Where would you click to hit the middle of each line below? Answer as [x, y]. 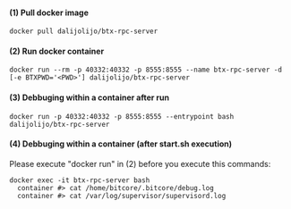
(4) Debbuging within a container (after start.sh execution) [121, 144]
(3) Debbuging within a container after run [90, 97]
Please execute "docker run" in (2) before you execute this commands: [140, 163]
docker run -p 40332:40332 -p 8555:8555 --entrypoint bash [122, 116]
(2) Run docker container [57, 51]
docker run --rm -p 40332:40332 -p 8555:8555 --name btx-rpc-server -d [145, 70]
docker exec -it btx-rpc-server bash [80, 180]
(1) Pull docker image [49, 13]
